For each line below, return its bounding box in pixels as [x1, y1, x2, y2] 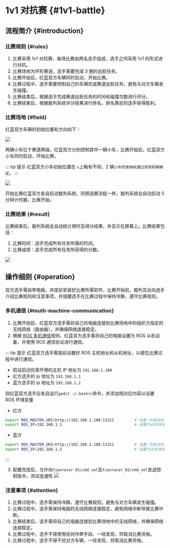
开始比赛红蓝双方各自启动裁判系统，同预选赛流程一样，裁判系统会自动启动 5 [5, 190, 164, 197]
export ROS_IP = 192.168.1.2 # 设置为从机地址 [5, 447, 165, 452]
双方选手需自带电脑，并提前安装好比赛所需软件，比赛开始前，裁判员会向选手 [5, 287, 165, 293]
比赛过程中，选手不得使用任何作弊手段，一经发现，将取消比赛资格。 [12, 531, 155, 537]
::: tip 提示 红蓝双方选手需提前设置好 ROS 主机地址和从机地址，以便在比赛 [5, 349, 158, 356]
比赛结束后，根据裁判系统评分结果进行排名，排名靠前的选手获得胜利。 [12, 100, 159, 106]
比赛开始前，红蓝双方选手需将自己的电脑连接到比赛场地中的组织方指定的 [12, 319, 163, 326]
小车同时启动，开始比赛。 [5, 153, 59, 159]
